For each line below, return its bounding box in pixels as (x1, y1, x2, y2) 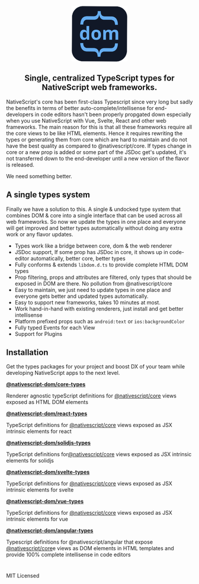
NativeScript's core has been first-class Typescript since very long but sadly (6, 98, 193, 105)
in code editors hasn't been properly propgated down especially (34, 111, 191, 118)
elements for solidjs (6, 457, 54, 464)
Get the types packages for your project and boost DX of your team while (6, 363, 185, 370)
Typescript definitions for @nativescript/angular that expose (6, 538, 153, 546)
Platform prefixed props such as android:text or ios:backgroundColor (14, 317, 185, 325)
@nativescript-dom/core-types (6, 381, 86, 388)
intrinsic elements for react (6, 428, 72, 435)
